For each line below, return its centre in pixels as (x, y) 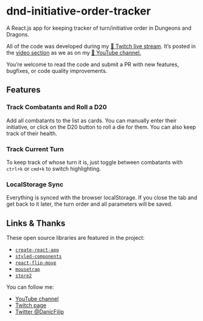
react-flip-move (36, 263)
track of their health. (32, 133)
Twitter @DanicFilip (40, 312)
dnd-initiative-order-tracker (78, 11)
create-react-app (37, 250)
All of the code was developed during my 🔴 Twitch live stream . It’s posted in (101, 46)
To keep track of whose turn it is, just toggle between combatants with (95, 162)
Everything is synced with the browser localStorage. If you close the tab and (102, 198)
